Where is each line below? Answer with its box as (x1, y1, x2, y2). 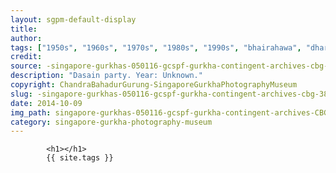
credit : (10, 52, 43, 62)
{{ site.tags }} (46, 153, 114, 163)
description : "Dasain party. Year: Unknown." (10, 71, 203, 81)
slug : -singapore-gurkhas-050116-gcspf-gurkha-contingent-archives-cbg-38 (10, 89, 329, 99)
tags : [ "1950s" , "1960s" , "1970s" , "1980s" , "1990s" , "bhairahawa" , (10, 42, 302, 53)
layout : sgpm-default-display (10, 14, 137, 25)
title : (10, 24, 38, 34)
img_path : (10, 107, 52, 118)
